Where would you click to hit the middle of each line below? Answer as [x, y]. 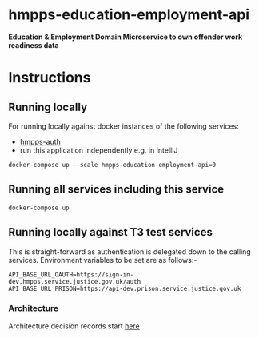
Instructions [50, 78]
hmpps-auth [40, 141]
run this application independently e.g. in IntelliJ [99, 150]
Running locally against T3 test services [111, 232]
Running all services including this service [116, 189]
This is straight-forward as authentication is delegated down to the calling [130, 251]
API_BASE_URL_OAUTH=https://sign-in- [71, 274]
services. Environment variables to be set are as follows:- [103, 260]
